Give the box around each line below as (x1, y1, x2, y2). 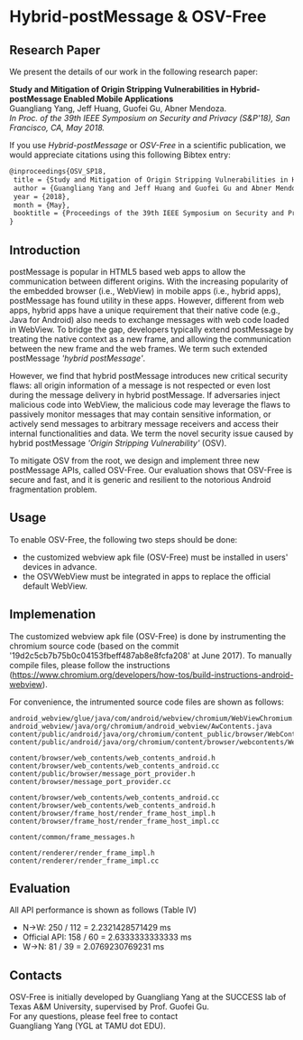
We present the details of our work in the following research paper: (9, 66, 259, 77)
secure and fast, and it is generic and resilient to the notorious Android (9, 474, 271, 485)
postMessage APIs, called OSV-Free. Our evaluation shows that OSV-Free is (9, 464, 293, 476)
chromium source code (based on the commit (9, 640, 179, 651)
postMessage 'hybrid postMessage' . (9, 353, 146, 364)
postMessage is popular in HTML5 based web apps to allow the (9, 266, 246, 277)
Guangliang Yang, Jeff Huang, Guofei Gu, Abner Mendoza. (9, 103, 227, 114)
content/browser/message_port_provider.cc (9, 777, 171, 786)
